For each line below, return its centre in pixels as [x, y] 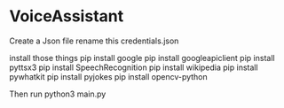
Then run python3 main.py [58, 94]
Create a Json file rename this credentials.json [94, 41]
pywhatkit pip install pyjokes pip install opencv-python [109, 76]
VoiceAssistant [67, 16]
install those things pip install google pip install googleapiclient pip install [142, 58]
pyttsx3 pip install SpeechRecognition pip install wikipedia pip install [134, 67]
